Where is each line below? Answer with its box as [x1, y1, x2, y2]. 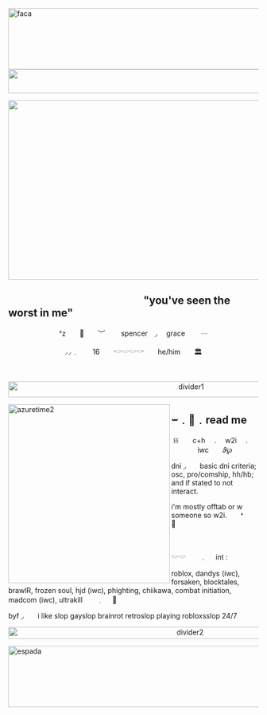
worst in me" [8, 306, 73, 320]
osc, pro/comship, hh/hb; [171, 469, 254, 479]
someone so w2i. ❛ [171, 510, 244, 520]
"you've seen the [142, 294, 230, 308]
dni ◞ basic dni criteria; [171, 461, 257, 470]
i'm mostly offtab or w [171, 501, 243, 511]
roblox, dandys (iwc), [171, 568, 241, 578]
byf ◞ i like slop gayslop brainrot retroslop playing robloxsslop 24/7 [8, 611, 238, 620]
